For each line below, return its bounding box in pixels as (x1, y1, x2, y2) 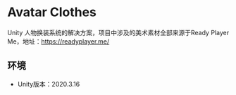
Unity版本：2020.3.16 (17, 80, 80, 88)
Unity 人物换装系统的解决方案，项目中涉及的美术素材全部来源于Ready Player (7, 28, 230, 37)
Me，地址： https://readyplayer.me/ (7, 37, 110, 46)
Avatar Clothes (7, 4, 97, 20)
